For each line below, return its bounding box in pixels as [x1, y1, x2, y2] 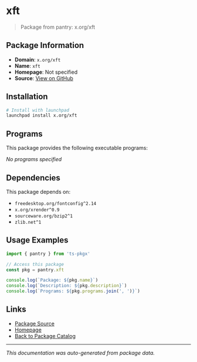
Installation [6, 92, 48, 102]
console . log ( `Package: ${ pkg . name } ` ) [6, 277, 98, 284]
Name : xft [14, 62, 41, 69]
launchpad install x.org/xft [6, 112, 77, 118]
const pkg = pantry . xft [6, 267, 64, 273]
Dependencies [6, 173, 60, 183]
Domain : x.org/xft [14, 56, 61, 63]
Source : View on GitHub [14, 74, 73, 81]
